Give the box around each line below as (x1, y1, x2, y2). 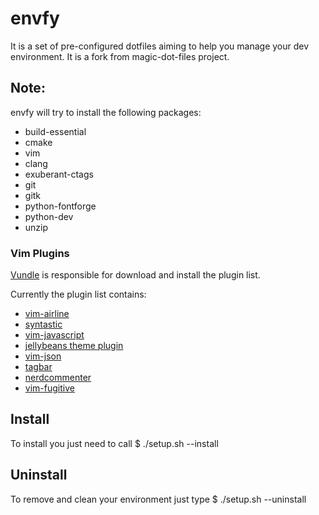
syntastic (24, 318, 63, 331)
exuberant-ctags (24, 168, 94, 180)
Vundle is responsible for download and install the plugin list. (10, 269, 261, 281)
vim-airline (24, 308, 70, 320)
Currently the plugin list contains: (10, 288, 147, 301)
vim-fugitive (24, 382, 75, 394)
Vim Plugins (10, 246, 70, 260)
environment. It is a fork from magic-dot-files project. (10, 50, 230, 62)
